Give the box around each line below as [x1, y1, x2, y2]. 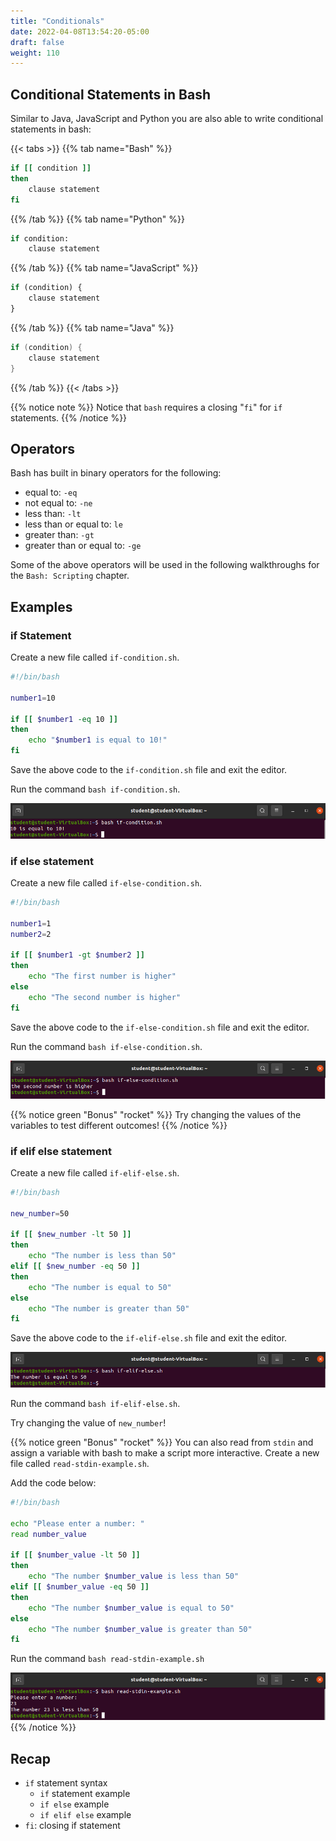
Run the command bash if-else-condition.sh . [10, 1040, 203, 1052]
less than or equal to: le [24, 518, 123, 530]
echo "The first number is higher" [28, 971, 177, 982]
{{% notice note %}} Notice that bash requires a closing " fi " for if [10, 401, 283, 413]
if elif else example [39, 1809, 132, 1821]
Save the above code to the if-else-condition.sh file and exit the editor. [10, 1021, 310, 1033]
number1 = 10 [10, 693, 56, 703]
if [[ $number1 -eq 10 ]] [10, 714, 118, 724]
